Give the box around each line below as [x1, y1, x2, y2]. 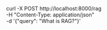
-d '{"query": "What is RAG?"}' [6, 18, 81, 24]
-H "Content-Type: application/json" [6, 11, 95, 18]
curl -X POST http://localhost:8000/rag [6, 5, 102, 12]
